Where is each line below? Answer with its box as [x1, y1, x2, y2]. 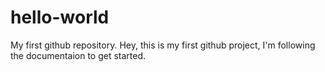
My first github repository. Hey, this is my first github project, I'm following [10, 39, 316, 51]
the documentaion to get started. [10, 49, 147, 61]
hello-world [10, 6, 110, 29]
